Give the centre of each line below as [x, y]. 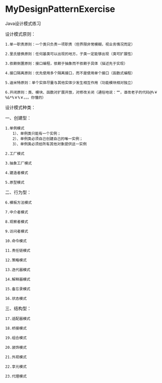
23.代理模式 [16, 376]
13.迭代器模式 [18, 270]
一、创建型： [18, 118]
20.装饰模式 [16, 347]
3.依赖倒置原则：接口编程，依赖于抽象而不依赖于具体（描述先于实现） [66, 63]
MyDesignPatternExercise [60, 9]
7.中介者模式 [17, 212]
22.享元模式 [16, 367]
